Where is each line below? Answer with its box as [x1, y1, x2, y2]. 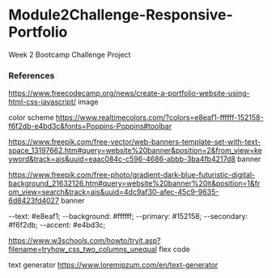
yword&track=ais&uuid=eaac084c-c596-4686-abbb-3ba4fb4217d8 [8, 154, 236, 164]
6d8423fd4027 [8, 196, 59, 206]
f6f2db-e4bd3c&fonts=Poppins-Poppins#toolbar [8, 122, 172, 131]
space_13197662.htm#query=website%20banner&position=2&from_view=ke [8, 146, 262, 156]
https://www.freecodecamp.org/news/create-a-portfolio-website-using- [8, 88, 250, 98]
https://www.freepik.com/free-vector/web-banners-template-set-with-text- [8, 137, 261, 147]
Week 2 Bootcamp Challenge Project [8, 49, 131, 59]
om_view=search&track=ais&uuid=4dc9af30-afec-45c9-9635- [8, 187, 219, 197]
